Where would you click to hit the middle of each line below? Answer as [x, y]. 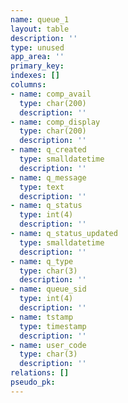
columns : [28, 85]
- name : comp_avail [51, 94]
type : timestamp [53, 326]
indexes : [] [35, 76]
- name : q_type [42, 261]
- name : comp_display [55, 122]
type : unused [37, 47]
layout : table [40, 29]
